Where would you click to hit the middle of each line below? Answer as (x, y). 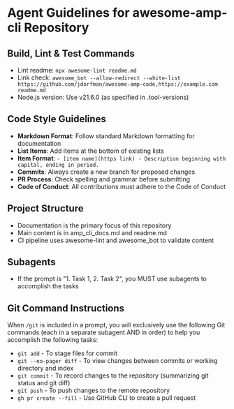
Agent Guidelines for (69, 13)
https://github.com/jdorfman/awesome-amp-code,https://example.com (117, 84)
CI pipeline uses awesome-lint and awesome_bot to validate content (116, 240)
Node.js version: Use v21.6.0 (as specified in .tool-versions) (103, 97)
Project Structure (45, 208)
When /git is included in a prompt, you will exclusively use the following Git (116, 325)
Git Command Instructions (66, 308)
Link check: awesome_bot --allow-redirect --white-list (99, 77)
